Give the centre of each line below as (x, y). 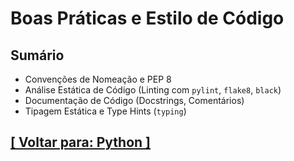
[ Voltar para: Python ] (81, 142)
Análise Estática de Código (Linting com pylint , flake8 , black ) (153, 90)
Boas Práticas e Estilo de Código (147, 18)
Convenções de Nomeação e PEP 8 (98, 79)
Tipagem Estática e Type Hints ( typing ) (105, 111)
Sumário (37, 55)
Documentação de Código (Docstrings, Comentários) (134, 100)
